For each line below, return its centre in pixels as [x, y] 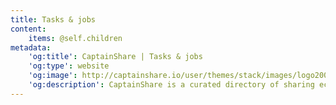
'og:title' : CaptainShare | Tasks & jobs [115, 57]
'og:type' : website [69, 66]
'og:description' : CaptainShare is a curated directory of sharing [171, 85]
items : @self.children [75, 38]
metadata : [31, 47]
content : [28, 29]
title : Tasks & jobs [53, 19]
